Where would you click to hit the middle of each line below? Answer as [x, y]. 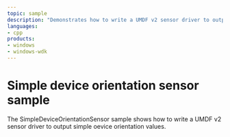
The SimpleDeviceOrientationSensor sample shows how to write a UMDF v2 [114, 119]
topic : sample [27, 13]
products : [21, 39]
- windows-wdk [27, 52]
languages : [23, 26]
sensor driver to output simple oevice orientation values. [87, 126]
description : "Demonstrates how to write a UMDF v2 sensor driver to [108, 20]
